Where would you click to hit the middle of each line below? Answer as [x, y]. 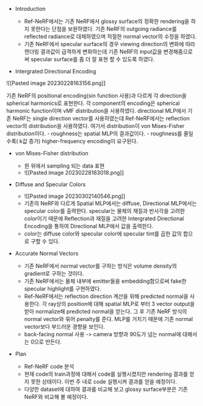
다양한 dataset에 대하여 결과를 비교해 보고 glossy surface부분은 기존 [106, 389]
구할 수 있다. [45, 241]
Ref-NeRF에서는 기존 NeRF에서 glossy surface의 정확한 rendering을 [107, 21]
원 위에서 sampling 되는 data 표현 [64, 166]
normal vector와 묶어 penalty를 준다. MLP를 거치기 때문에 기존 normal [108, 319]
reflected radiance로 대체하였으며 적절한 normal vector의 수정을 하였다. [110, 36]
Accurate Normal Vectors [47, 253]
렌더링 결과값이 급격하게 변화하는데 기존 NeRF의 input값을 [93, 52]
